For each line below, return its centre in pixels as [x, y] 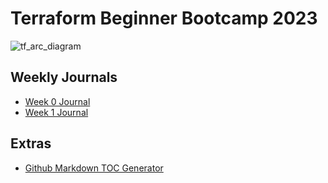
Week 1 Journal [56, 112]
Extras [31, 143]
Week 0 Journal [57, 101]
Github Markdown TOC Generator [94, 168]
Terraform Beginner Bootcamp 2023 [164, 18]
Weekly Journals [64, 77]
